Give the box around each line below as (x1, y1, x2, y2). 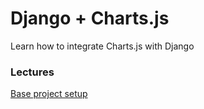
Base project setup (10, 88, 88, 100)
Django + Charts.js (10, 7, 170, 30)
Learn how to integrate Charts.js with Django (10, 40, 195, 52)
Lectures (10, 65, 55, 79)
